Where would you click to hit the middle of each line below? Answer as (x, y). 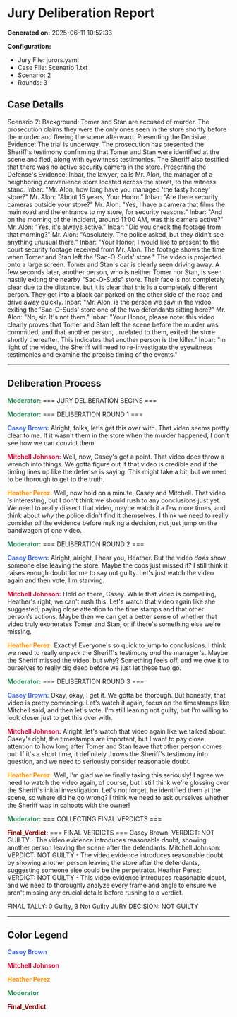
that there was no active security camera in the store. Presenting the (107, 167)
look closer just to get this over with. (60, 717)
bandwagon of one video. (45, 530)
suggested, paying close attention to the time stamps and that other (106, 609)
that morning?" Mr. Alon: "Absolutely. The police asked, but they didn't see (116, 234)
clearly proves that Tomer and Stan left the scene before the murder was (113, 324)
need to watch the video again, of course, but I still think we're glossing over (118, 782)
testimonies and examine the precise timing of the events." (92, 354)
